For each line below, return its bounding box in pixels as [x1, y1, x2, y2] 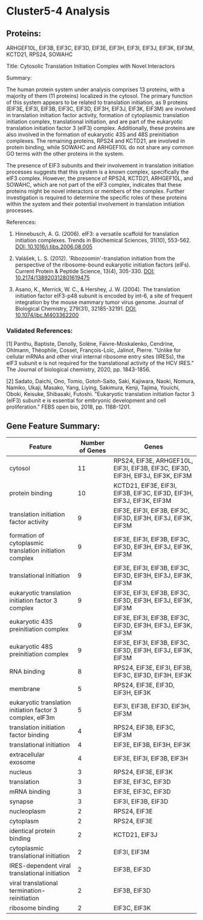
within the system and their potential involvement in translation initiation [6, 201, 185, 207]
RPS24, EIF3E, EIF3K [113, 768, 173, 776]
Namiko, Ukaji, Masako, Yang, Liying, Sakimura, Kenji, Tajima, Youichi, [6, 384, 180, 391]
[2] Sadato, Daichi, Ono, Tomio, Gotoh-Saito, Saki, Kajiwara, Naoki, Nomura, [6, 378, 195, 385]
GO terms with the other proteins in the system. [6, 150, 124, 157]
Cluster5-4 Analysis [6, 4, 110, 18]
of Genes [79, 446, 106, 455]
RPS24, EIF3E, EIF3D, [113, 681, 175, 690]
